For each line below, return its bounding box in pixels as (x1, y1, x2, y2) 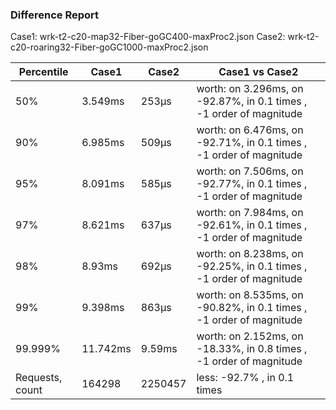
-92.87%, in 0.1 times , (196, 94, 308, 108)
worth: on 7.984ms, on (196, 206, 304, 220)
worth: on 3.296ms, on (196, 82, 304, 96)
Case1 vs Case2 (218, 65, 299, 79)
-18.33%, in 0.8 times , (196, 342, 308, 356)
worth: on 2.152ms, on (196, 329, 304, 343)
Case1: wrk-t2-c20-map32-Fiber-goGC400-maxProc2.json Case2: (10, 31, 286, 43)
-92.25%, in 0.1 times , (196, 259, 308, 273)
